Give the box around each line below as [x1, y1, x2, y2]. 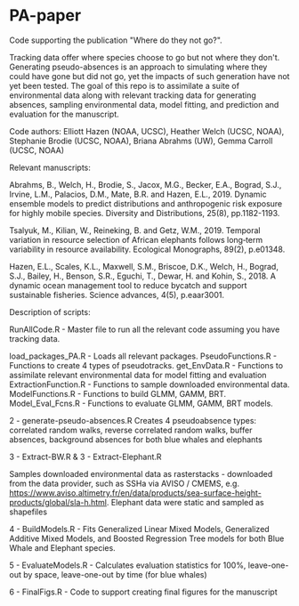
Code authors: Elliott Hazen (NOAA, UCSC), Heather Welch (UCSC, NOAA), [9, 125, 285, 136]
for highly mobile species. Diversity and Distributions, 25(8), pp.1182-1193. [9, 207, 280, 218]
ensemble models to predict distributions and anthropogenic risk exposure [9, 198, 283, 209]
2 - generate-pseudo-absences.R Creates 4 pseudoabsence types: [9, 415, 256, 425]
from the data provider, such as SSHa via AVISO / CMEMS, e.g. [9, 478, 240, 489]
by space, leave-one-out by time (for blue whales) [23, 569, 207, 579]
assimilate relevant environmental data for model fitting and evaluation [9, 369, 267, 380]
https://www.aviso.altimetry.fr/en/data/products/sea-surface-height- [9, 487, 263, 498]
